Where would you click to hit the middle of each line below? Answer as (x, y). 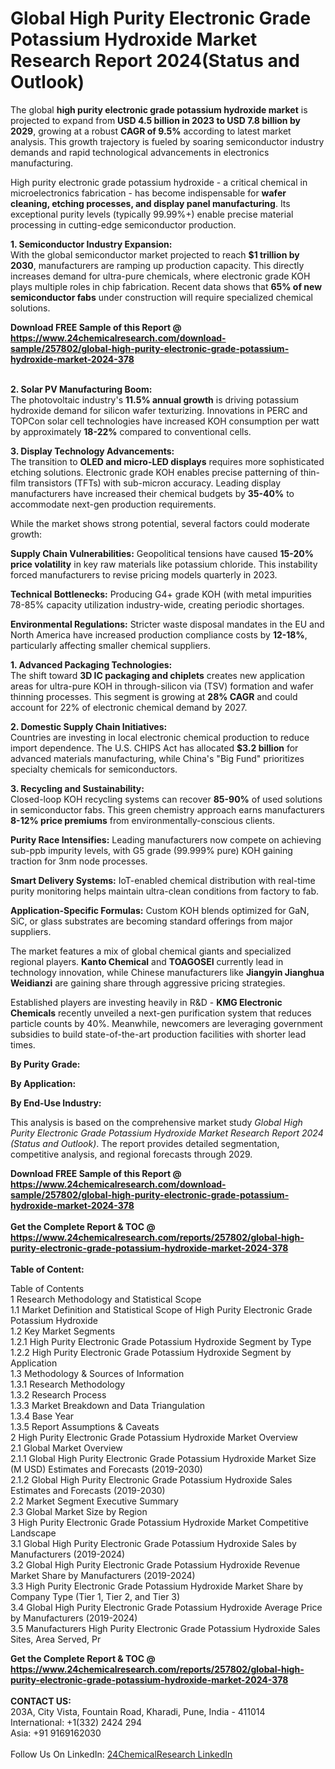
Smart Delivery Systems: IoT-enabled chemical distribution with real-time (163, 880)
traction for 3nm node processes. (79, 861)
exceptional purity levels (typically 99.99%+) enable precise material (152, 214)
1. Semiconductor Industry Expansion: (91, 244)
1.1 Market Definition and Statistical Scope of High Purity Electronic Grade (161, 1309)
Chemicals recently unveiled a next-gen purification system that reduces (161, 1013)
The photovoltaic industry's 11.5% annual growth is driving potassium (155, 399)
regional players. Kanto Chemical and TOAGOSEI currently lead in (147, 961)
